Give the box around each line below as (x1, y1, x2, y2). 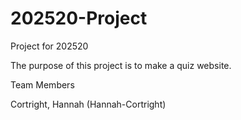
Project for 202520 (10, 40, 89, 52)
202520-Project (10, 7, 148, 30)
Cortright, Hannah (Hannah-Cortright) (10, 98, 167, 110)
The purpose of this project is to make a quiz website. (10, 59, 232, 71)
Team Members (10, 78, 75, 91)
